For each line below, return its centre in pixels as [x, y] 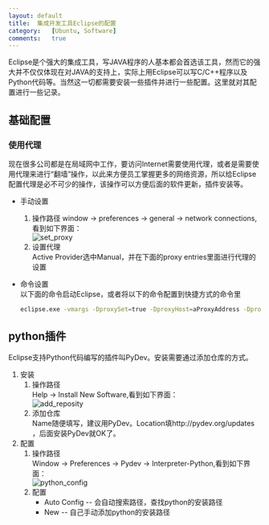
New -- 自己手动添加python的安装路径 [107, 512]
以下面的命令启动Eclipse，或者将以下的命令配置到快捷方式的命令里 [130, 293]
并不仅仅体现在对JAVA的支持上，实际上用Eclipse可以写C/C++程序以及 [131, 72]
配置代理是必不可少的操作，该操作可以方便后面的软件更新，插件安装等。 [128, 184]
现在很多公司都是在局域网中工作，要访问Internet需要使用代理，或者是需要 [130, 164]
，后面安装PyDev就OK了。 [76, 433]
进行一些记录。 [40, 92]
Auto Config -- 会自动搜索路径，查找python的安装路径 [133, 502]
